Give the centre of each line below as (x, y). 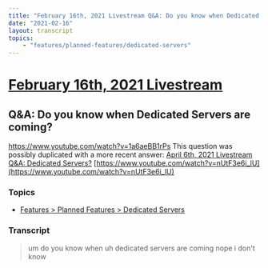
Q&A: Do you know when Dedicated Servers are (129, 114)
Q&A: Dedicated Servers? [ (52, 163)
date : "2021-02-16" (41, 23)
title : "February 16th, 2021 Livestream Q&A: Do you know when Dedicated (134, 16)
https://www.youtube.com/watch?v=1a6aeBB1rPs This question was (121, 146)
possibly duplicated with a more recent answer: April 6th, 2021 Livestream (130, 155)
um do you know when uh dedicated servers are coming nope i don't (142, 248)
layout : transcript (41, 30)
